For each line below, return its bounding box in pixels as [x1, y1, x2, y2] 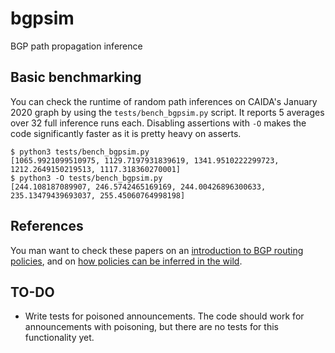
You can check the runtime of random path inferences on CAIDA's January [10, 95, 318, 107]
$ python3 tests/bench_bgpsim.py [10, 147, 150, 157]
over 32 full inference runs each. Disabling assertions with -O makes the [10, 117, 307, 129]
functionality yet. [24, 332, 95, 344]
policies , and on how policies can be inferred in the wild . [10, 255, 243, 267]
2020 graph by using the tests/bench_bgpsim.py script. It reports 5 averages [10, 106, 325, 118]
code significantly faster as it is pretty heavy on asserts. [10, 127, 242, 139]
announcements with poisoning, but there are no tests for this [24, 321, 279, 333]
